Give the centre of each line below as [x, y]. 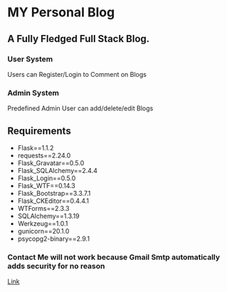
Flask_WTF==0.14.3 [47, 185]
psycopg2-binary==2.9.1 [54, 239]
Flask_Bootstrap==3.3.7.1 [54, 193]
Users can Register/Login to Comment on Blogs [77, 74]
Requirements [39, 131]
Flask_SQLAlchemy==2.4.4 [57, 170]
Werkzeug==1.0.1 [43, 223]
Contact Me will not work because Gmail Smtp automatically [114, 257]
